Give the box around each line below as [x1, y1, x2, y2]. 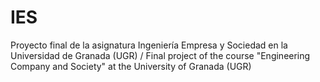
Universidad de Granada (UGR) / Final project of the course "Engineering [10, 49, 311, 61]
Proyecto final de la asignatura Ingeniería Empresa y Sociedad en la [10, 39, 288, 51]
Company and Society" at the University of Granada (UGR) [10, 60, 252, 72]
